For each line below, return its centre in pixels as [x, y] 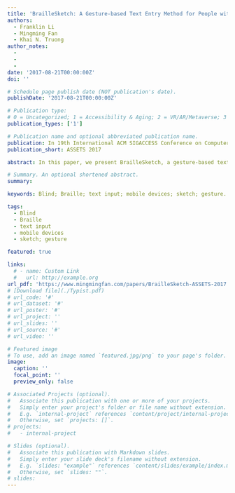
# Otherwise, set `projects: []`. [60, 420]
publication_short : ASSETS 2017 [54, 149]
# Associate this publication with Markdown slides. [89, 452]
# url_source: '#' [34, 330]
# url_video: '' [31, 336]
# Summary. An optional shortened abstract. [73, 175]
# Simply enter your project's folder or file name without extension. [117, 407]
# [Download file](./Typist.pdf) [56, 291]
